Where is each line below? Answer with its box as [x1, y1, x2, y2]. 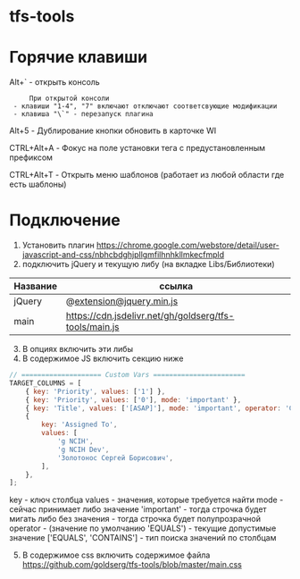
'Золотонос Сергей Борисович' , [56, 453, 174, 462]
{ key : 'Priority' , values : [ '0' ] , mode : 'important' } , [25, 395, 242, 404]
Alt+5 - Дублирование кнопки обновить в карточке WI [9, 125, 217, 136]
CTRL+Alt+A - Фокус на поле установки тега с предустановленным [9, 143, 266, 154]
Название [13, 280, 58, 292]
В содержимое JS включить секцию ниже [21, 353, 184, 364]
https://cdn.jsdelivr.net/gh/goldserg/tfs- [65, 310, 235, 323]
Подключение [9, 210, 121, 231]
